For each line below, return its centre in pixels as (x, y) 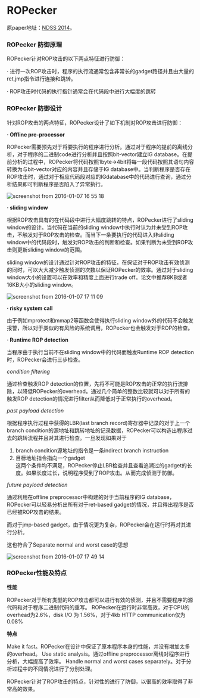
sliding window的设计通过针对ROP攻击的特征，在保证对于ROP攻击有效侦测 (98, 262)
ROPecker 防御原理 (35, 44)
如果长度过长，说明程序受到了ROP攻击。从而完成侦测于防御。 (102, 473)
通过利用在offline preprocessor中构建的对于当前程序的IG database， (91, 497)
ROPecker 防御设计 (35, 108)
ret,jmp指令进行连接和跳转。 (42, 79)
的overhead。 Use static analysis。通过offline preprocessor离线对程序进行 (98, 654)
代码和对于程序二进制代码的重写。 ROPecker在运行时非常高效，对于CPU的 (98, 607)
